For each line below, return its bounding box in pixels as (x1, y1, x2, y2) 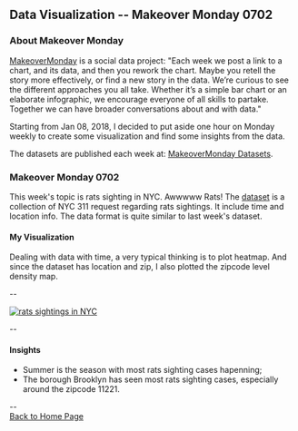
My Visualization (9, 231, 74, 242)
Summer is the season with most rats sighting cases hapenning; (22, 365, 263, 376)
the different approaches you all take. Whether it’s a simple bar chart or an (9, 83, 288, 94)
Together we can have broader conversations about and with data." (9, 103, 262, 114)
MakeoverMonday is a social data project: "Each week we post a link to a (9, 54, 283, 66)
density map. (9, 271, 59, 282)
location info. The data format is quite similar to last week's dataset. (9, 211, 263, 221)
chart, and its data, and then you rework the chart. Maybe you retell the (9, 64, 276, 75)
